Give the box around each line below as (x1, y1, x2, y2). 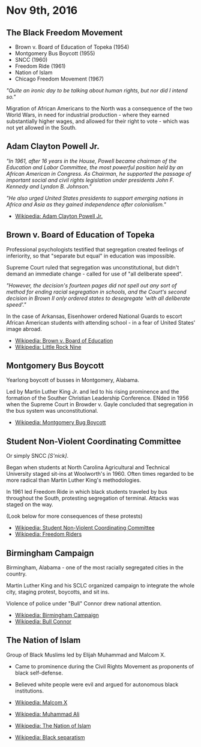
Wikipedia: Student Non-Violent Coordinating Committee (14, 524, 155, 532)
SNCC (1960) (14, 56, 48, 63)
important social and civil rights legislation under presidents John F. (6, 176, 175, 184)
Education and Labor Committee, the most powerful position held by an (6, 163, 184, 171)
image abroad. (6, 325, 42, 332)
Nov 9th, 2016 (6, 4, 78, 17)
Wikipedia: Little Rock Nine (14, 343, 82, 350)
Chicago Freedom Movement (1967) (14, 76, 104, 82)
